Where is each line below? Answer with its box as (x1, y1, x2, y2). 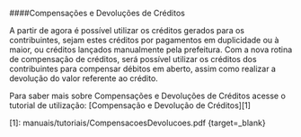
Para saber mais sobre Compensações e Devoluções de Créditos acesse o (9, 90, 286, 101)
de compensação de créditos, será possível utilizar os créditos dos (9, 54, 258, 64)
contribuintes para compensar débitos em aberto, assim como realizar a (9, 63, 277, 74)
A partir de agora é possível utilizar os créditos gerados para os (9, 25, 245, 35)
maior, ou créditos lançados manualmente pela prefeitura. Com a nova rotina (9, 44, 293, 55)
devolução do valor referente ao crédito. (9, 73, 159, 84)
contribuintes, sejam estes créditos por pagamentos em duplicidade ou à (9, 35, 279, 45)
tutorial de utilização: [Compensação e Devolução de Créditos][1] (9, 100, 252, 111)
